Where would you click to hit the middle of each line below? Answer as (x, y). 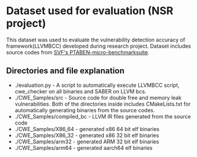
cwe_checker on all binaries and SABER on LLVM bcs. (80, 91)
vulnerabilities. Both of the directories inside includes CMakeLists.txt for (103, 104)
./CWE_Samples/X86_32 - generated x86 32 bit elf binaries (87, 135)
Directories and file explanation (65, 71)
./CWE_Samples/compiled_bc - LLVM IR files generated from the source (103, 116)
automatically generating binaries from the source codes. (85, 110)
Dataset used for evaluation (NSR (90, 11)
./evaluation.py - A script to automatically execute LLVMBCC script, (97, 85)
